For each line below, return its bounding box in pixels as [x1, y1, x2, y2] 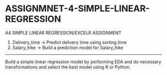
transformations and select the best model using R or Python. [5, 64, 131, 70]
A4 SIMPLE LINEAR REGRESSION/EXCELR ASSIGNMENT [5, 30, 122, 36]
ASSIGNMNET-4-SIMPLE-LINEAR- [5, 3, 150, 14]
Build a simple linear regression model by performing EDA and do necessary [5, 59, 162, 65]
